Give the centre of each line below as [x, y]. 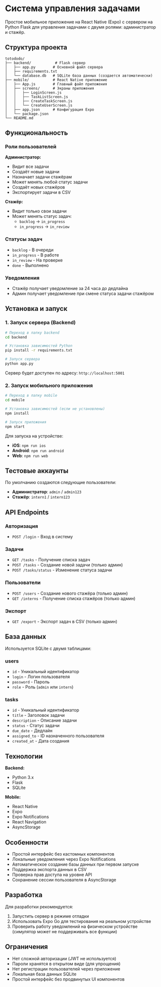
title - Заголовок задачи [38, 715]
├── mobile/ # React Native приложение [56, 80]
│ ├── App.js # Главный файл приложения [56, 84]
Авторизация [22, 526]
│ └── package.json [27, 114]
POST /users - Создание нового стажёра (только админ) [70, 593]
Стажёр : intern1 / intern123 [41, 497]
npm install [17, 413]
